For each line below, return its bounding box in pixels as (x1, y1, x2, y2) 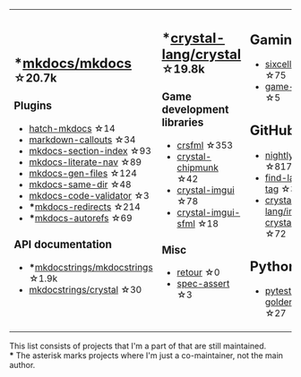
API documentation (13, 237, 112, 252)
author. (9, 360, 36, 371)
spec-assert (176, 278, 230, 290)
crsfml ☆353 (176, 139, 233, 151)
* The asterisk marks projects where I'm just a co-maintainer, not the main (9, 350, 284, 361)
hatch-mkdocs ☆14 (29, 123, 116, 135)
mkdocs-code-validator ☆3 (29, 190, 150, 202)
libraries (161, 116, 204, 129)
